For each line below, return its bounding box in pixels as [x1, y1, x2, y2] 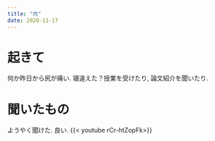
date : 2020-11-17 [7, 17, 59, 24]
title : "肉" [7, 10, 42, 18]
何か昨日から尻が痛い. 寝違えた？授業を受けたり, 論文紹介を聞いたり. [7, 74, 209, 82]
